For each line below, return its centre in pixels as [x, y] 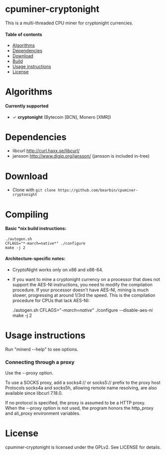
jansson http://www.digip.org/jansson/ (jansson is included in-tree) [81, 156]
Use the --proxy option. [29, 373]
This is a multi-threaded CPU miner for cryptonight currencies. [69, 23]
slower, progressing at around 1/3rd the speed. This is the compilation [84, 295]
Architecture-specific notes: [35, 259]
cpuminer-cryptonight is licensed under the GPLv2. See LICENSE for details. [83, 447]
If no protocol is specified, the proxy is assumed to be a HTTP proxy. [75, 403]
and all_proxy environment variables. [43, 413]
